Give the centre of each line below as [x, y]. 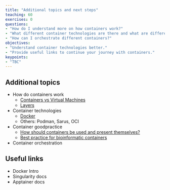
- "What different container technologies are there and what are [77, 33]
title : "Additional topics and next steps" [52, 10]
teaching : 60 [19, 15]
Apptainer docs [29, 182]
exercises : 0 [19, 19]
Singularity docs [30, 176]
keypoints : [17, 57]
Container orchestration [37, 143]
